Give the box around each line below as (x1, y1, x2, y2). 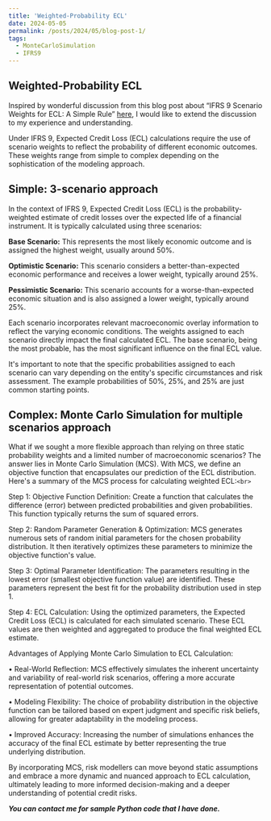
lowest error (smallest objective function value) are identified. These (8, 574, 236, 585)
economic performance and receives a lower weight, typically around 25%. (8, 269, 259, 279)
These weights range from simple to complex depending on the (8, 150, 219, 160)
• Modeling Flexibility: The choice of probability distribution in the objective (8, 697, 259, 706)
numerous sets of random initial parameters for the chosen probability (8, 533, 241, 543)
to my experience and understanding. (8, 118, 133, 127)
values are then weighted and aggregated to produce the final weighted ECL (8, 624, 262, 634)
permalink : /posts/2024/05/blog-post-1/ (8, 27, 147, 35)
